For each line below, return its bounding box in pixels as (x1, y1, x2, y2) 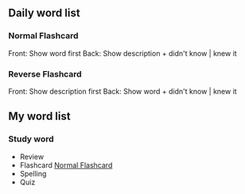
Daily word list (8, 6, 81, 20)
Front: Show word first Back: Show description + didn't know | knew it (8, 48, 237, 58)
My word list (8, 109, 71, 123)
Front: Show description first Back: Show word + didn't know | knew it (8, 86, 237, 96)
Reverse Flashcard (8, 68, 82, 79)
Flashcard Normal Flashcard (19, 160, 113, 170)
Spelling (19, 168, 47, 178)
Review (19, 152, 45, 161)
